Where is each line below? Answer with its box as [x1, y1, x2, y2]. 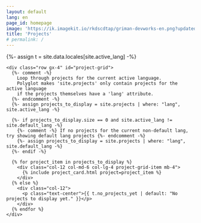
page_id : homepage [6, 20, 52, 26]
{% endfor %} [11, 206, 44, 212]
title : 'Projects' [6, 31, 52, 37]
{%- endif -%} [11, 149, 47, 155]
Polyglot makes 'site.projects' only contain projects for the [17, 80, 178, 86]
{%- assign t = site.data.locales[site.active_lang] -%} [6, 53, 137, 60]
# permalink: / [6, 37, 44, 43]
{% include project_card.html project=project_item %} [22, 170, 162, 176]
